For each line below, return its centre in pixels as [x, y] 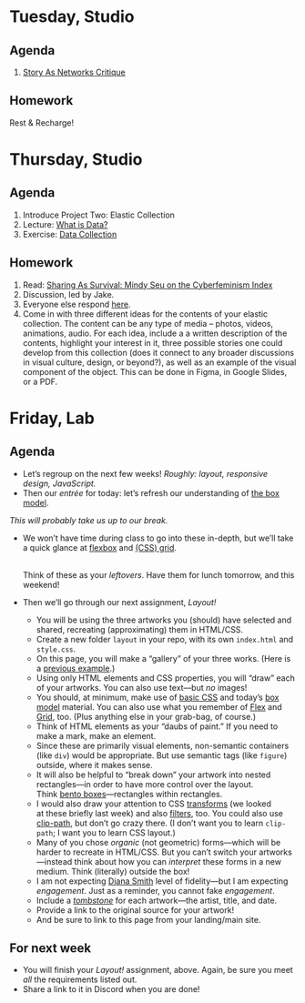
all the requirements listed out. [80, 979]
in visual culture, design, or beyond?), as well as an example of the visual [159, 362]
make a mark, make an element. [96, 735]
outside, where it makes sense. [94, 765]
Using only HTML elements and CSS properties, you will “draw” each [166, 678]
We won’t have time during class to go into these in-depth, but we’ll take [158, 538]
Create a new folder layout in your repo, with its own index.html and [165, 639]
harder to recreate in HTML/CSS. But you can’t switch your [147, 852]
